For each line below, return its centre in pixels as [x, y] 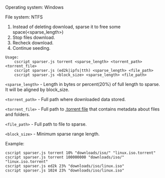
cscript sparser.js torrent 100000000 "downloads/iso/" [65, 157]
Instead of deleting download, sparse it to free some [66, 27]
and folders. [18, 114]
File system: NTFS [24, 17]
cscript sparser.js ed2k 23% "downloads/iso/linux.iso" [65, 166]
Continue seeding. [31, 48]
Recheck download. [33, 43]
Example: [15, 144]
